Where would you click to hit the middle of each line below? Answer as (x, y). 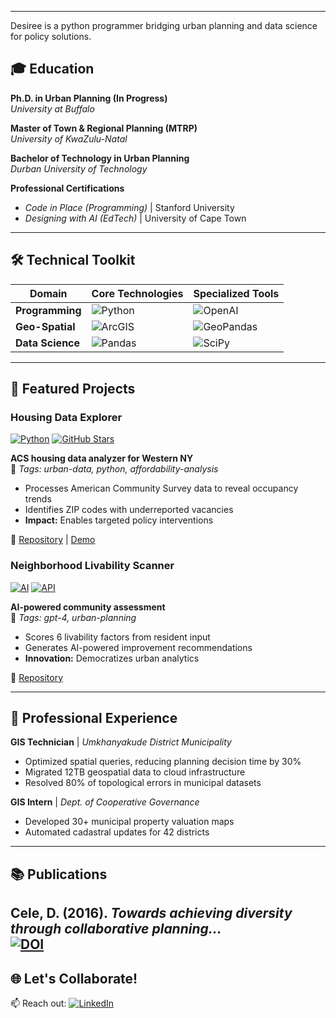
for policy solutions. (51, 36)
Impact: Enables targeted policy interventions (119, 520)
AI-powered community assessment (88, 607)
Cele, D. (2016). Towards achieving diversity (151, 913)
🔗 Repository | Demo (53, 540)
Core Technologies (137, 293)
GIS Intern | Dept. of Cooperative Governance (105, 802)
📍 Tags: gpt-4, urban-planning (73, 617)
